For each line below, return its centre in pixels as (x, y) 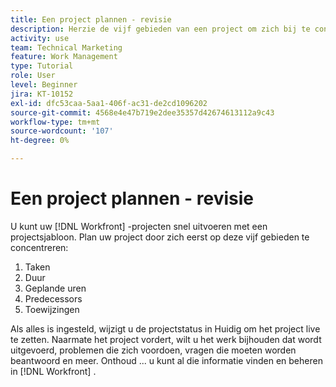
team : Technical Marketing (66, 47)
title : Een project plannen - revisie (91, 19)
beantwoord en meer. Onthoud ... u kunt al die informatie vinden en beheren (166, 360)
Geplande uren (55, 288)
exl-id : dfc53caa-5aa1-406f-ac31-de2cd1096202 (109, 103)
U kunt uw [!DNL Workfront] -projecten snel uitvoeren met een (139, 226)
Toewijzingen (52, 309)
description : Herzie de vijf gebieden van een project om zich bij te (160, 29)
